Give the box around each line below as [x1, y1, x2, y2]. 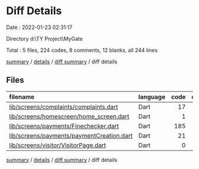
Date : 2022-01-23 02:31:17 [6, 24, 73, 31]
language [138, 93, 166, 101]
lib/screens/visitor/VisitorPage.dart [9, 141, 107, 149]
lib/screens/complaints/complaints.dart [9, 102, 118, 110]
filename [9, 93, 35, 101]
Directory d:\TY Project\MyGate [6, 35, 83, 42]
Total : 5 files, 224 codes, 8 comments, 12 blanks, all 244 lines [6, 46, 158, 54]
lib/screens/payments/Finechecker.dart [9, 122, 120, 130]
